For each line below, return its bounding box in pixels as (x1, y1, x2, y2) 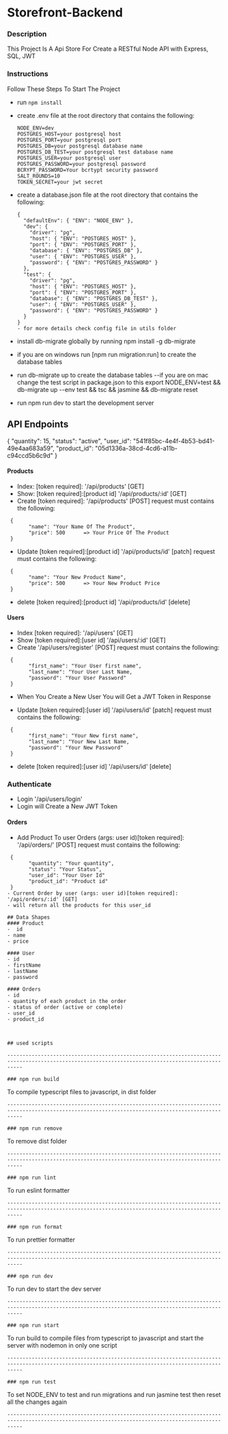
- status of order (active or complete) (7, 1004, 124, 1011)
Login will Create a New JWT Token (16, 802, 118, 811)
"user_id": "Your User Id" (28, 871, 106, 878)
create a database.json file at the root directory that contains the (16, 190, 199, 199)
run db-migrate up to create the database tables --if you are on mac (16, 371, 209, 379)
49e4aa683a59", (7, 444, 55, 452)
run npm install (16, 98, 63, 106)
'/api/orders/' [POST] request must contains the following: (16, 841, 181, 849)
